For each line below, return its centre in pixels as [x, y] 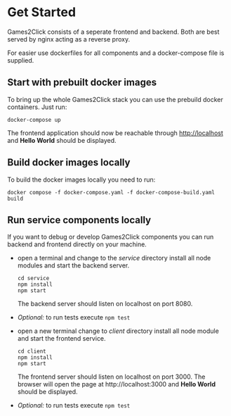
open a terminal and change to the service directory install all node [114, 258]
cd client [32, 352]
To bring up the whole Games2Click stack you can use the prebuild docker [115, 99]
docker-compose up [34, 120]
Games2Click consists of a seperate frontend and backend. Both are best [113, 32]
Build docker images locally [69, 163]
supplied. [21, 60]
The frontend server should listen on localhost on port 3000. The [111, 377]
